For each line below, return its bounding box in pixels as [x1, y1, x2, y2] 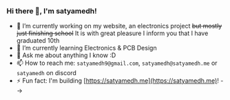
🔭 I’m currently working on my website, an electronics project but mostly [16, 22, 222, 30]
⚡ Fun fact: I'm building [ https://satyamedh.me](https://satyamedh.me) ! [16, 77, 220, 85]
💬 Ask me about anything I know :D [16, 51, 116, 59]
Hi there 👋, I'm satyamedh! [6, 6, 97, 16]
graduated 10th [16, 37, 60, 45]
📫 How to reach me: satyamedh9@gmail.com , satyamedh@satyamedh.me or [16, 59, 218, 68]
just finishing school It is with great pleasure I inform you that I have [16, 29, 209, 37]
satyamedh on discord [16, 69, 77, 77]
